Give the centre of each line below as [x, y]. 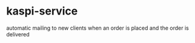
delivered [18, 34]
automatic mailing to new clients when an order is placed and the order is [97, 28]
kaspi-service [42, 11]
